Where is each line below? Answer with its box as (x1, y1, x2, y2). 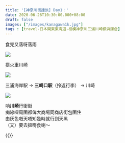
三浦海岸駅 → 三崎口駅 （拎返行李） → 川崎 (5, 83, 95, 89)
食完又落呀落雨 (5, 42, 37, 48)
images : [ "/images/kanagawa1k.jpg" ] (5, 22, 83, 27)
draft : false (5, 17, 33, 22)
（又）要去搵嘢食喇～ (5, 122, 50, 128)
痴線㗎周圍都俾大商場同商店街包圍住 (5, 109, 82, 115)
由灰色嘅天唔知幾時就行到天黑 (5, 116, 68, 122)
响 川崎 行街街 (5, 103, 32, 109)
